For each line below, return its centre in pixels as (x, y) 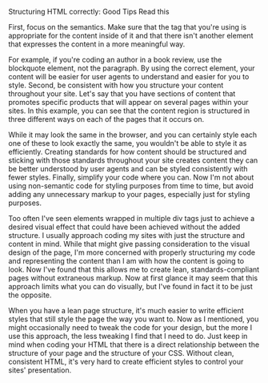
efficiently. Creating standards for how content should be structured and (128, 152)
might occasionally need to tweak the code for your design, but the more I (130, 327)
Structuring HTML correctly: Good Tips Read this (89, 12)
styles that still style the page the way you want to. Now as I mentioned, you (134, 319)
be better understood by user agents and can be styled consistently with (128, 169)
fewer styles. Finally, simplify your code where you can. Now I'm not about (131, 177)
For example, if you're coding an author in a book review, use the (115, 60)
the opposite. (30, 295)
